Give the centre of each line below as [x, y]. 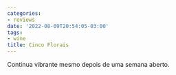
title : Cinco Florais [38, 45]
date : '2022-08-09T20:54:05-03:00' [58, 26]
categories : [24, 13]
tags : [15, 32]
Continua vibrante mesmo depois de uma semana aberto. [88, 64]
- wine [16, 39]
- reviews [21, 20]
